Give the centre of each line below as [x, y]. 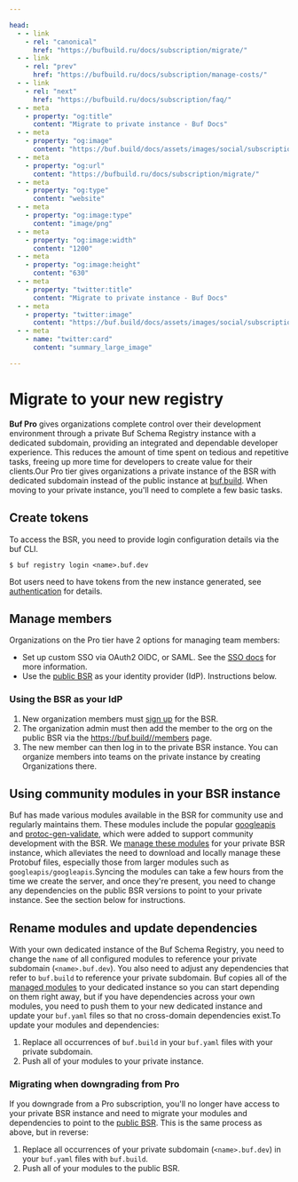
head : [19, 25]
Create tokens [49, 518]
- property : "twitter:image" [79, 315]
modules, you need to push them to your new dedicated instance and [136, 1006]
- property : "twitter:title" [79, 290]
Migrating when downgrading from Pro [94, 1084]
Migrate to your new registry [117, 399]
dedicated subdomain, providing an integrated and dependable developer [144, 443]
